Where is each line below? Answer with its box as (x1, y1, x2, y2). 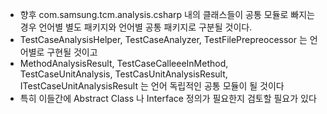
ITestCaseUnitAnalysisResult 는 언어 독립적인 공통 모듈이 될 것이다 (19, 80, 285, 92)
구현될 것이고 (46, 46, 98, 58)
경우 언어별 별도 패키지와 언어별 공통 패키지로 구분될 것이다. (19, 21, 253, 33)
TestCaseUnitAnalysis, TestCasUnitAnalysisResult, (19, 68, 228, 80)
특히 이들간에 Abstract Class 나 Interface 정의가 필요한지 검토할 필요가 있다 (19, 93, 317, 104)
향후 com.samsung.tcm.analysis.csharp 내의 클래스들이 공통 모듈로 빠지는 (19, 9, 315, 20)
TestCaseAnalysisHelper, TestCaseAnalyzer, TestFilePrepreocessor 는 (19, 34, 308, 45)
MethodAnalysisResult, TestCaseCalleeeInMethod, (19, 58, 229, 69)
